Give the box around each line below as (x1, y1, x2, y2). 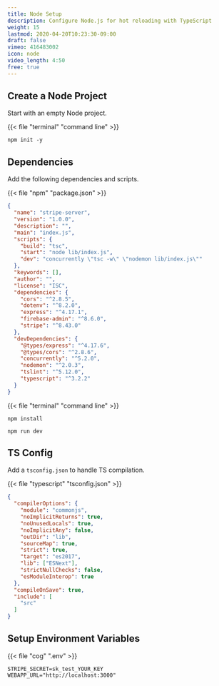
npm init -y (7, 136, 43, 143)
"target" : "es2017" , (20, 553, 81, 560)
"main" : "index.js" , (14, 229, 75, 236)
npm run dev (7, 428, 43, 435)
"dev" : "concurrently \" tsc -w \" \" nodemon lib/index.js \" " (20, 256, 203, 263)
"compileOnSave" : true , (14, 586, 84, 593)
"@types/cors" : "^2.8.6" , (20, 348, 98, 355)
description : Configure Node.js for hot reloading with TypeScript (7, 17, 213, 24)
